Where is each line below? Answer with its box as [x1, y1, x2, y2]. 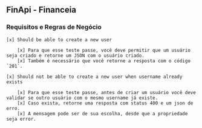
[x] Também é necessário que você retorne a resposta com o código [17, 57, 191, 64]
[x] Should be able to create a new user [6, 36, 112, 43]
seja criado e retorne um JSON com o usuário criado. [6, 53, 145, 59]
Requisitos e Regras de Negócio [6, 23, 102, 31]
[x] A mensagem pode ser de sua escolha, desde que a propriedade [17, 110, 188, 117]
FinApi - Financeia [6, 5, 77, 15]
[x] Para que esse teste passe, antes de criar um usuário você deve [17, 89, 197, 95]
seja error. [6, 116, 36, 122]
